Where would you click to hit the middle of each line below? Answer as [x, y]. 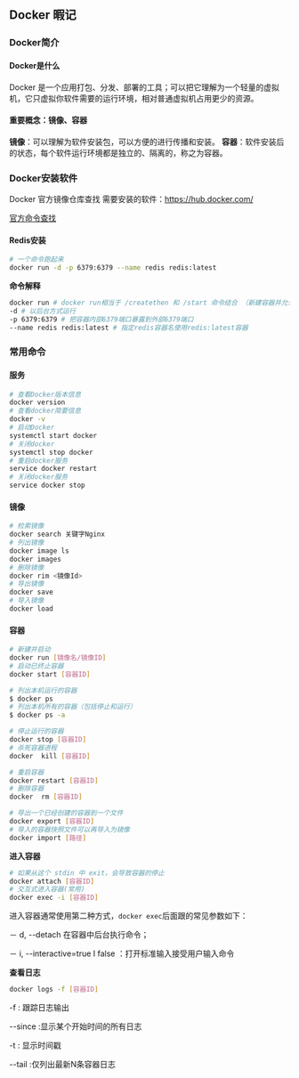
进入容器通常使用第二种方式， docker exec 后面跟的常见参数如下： [129, 916]
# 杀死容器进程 [33, 748]
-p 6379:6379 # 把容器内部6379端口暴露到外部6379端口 [101, 319]
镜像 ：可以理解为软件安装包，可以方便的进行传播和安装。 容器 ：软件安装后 [147, 142]
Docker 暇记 [43, 15]
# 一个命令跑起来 [36, 260]
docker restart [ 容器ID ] [54, 781]
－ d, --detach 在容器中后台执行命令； [79, 935]
